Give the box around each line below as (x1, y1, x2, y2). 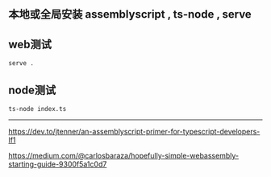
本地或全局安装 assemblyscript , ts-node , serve (8, 7, 252, 22)
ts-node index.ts (8, 105, 67, 113)
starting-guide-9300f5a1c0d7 (8, 159, 107, 169)
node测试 (8, 83, 56, 97)
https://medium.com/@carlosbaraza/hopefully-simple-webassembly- (8, 151, 240, 161)
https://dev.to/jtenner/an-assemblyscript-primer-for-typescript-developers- (8, 127, 261, 137)
